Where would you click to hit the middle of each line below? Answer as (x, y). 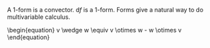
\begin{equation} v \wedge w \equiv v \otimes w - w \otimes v (94, 30)
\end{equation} (28, 37)
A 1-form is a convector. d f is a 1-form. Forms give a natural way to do (105, 10)
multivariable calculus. (39, 17)
